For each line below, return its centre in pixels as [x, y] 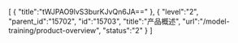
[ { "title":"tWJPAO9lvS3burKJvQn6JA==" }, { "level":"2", [104, 12]
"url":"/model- [206, 21]
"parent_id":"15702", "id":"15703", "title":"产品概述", [95, 21]
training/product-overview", [55, 30]
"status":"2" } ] [128, 30]
